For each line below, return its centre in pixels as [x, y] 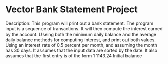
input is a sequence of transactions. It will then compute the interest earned [84, 28]
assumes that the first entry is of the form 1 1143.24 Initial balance [74, 56]
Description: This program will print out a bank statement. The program [79, 23]
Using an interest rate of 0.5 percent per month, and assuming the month [81, 45]
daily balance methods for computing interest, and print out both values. [80, 40]
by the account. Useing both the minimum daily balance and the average [81, 34]
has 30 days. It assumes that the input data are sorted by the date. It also [81, 50]
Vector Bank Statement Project [71, 9]
